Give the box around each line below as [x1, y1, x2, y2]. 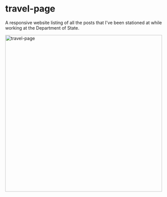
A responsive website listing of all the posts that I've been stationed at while [5, 20, 162, 26]
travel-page [5, 3, 56, 15]
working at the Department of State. [5, 25, 80, 31]
